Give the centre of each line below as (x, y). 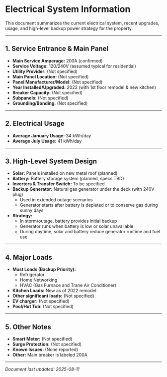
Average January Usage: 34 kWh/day (51, 135)
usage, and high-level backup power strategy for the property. (69, 28)
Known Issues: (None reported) (45, 350)
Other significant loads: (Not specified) (53, 296)
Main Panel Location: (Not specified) (50, 76)
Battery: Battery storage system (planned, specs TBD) (68, 179)
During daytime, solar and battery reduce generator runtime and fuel (90, 232)
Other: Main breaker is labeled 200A (50, 355)
